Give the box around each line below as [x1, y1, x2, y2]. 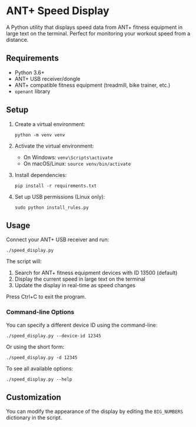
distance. [6, 36, 29, 43]
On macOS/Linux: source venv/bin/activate [23, 160, 131, 167]
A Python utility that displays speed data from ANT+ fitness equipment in [6, 24, 183, 31]
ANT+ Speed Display [6, 4, 110, 18]
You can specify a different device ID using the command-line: [6, 321, 158, 329]
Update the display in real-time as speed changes [14, 282, 135, 289]
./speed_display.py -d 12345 [6, 354, 78, 360]
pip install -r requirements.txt [14, 183, 97, 189]
